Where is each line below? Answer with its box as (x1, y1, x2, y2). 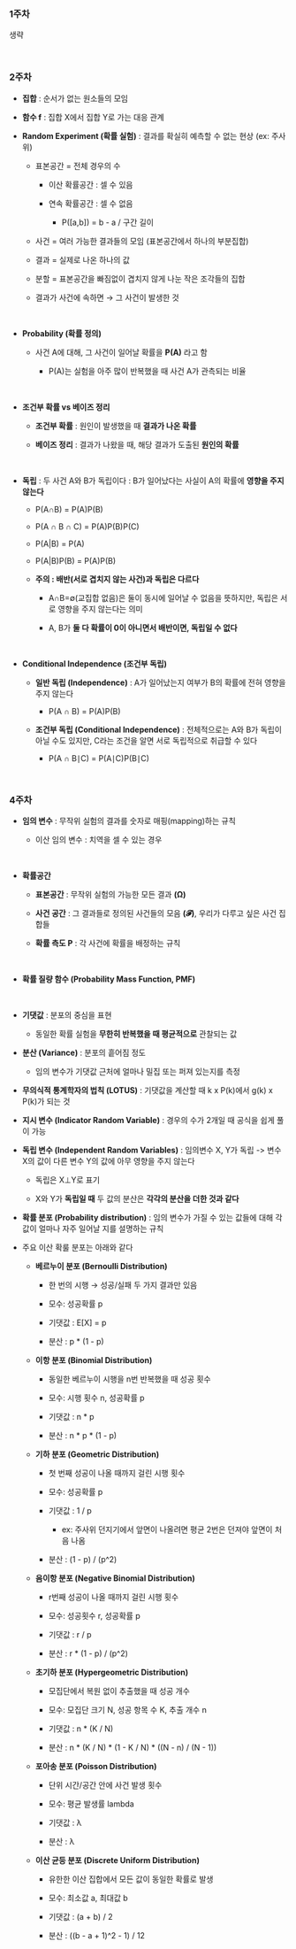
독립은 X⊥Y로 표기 (34, 1175, 100, 1185)
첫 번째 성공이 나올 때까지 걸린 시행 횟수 (48, 1468, 186, 1478)
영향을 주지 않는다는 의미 (57, 604, 143, 614)
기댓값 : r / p (48, 1629, 92, 1639)
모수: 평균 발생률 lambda (48, 1799, 134, 1809)
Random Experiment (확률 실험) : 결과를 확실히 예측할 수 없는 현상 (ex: (21, 130, 269, 141)
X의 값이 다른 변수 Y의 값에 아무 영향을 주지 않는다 (21, 1155, 195, 1166)
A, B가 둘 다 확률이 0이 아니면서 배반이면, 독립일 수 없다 (48, 622, 238, 633)
